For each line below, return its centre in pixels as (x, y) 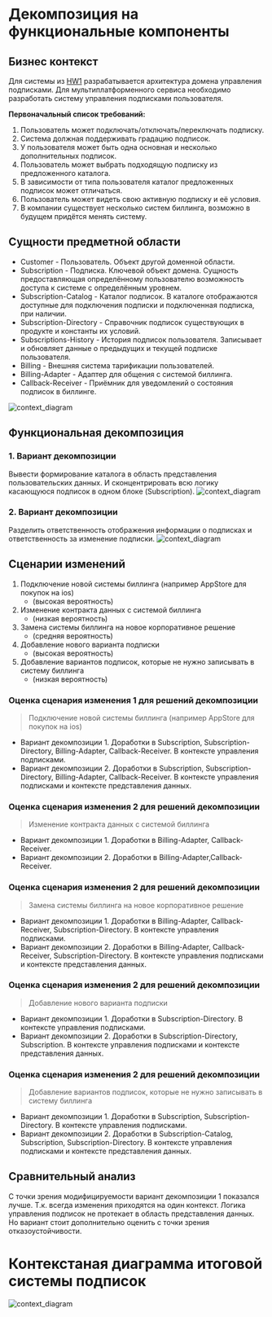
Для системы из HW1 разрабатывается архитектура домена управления (135, 81)
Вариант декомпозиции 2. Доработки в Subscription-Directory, (129, 1036)
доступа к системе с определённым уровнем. (101, 288)
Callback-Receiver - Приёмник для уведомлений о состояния (127, 383)
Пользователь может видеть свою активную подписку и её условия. (140, 199)
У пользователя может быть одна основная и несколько (118, 147)
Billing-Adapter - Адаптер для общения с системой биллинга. (126, 374)
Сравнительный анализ (72, 1177)
